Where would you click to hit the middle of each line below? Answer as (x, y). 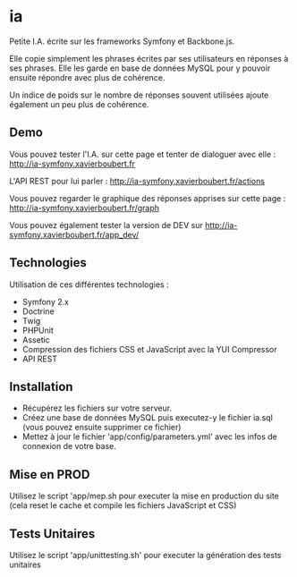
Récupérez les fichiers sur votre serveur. (97, 408)
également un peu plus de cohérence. (79, 104)
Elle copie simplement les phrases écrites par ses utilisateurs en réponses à (149, 58)
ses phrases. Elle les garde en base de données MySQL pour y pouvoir (140, 68)
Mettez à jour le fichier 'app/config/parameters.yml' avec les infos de (149, 437)
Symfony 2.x (46, 301)
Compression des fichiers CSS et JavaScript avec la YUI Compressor (149, 349)
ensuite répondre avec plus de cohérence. (87, 77)
